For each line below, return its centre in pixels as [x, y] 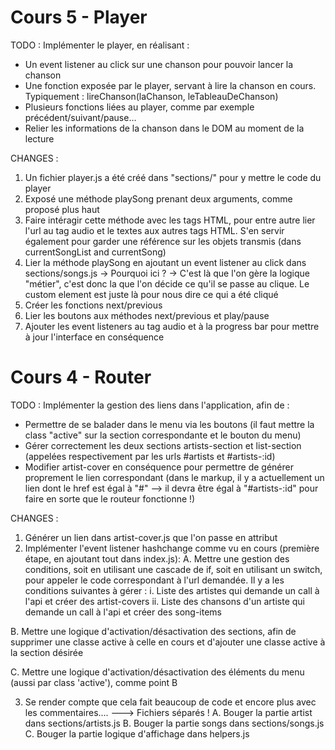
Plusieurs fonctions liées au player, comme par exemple [139, 107]
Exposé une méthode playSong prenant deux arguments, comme [158, 198]
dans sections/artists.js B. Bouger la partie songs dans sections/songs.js [174, 723]
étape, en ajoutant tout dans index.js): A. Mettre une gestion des [157, 558]
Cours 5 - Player [79, 17]
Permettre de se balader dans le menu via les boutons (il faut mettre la [169, 424]
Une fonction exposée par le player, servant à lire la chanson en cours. [170, 85]
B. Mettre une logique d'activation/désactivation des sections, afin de [153, 631]
